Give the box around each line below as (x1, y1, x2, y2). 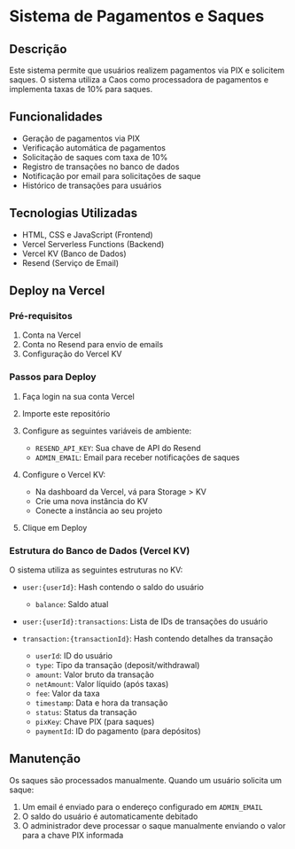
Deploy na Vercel (9, 284, 105, 299)
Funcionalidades (9, 109, 104, 125)
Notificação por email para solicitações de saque (21, 170, 201, 181)
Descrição (9, 42, 67, 57)
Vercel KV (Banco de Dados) (21, 248, 127, 259)
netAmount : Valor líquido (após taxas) (35, 678, 169, 689)
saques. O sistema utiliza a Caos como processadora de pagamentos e (9, 74, 268, 85)
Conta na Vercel (21, 330, 82, 340)
